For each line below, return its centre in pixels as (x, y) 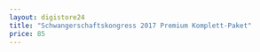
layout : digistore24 (47, 17)
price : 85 (28, 33)
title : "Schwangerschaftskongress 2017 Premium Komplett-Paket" (130, 26)
